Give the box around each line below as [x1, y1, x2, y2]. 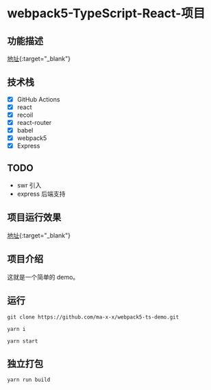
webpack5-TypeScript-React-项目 [7, 5, 206, 21]
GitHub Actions [16, 95, 60, 103]
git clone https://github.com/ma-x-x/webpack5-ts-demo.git [7, 313, 179, 321]
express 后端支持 [16, 190, 66, 198]
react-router [16, 119, 52, 126]
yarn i [7, 325, 26, 332]
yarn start [7, 337, 38, 345]
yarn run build [7, 376, 51, 384]
